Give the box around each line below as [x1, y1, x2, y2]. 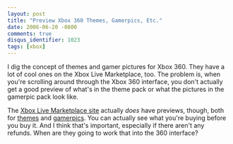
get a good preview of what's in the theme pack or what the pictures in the [7, 85, 225, 93]
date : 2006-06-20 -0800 [7, 23, 78, 30]
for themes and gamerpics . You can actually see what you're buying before [7, 114, 227, 122]
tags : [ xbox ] [7, 43, 46, 50]
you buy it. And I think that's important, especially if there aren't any [7, 121, 205, 129]
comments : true [7, 30, 52, 37]
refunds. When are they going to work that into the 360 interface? [7, 128, 199, 137]
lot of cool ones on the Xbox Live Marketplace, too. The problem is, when [7, 70, 221, 78]
